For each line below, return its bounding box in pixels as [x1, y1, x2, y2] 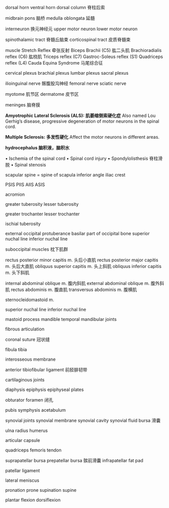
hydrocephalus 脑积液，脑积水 [5, 145, 70, 150]
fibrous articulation [5, 326, 44, 332]
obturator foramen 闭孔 [5, 397, 53, 403]
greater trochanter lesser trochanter [5, 211, 80, 217]
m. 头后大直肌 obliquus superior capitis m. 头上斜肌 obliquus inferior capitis [5, 263, 162, 269]
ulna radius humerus [5, 428, 48, 433]
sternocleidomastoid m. [5, 297, 54, 303]
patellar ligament [5, 468, 40, 473]
